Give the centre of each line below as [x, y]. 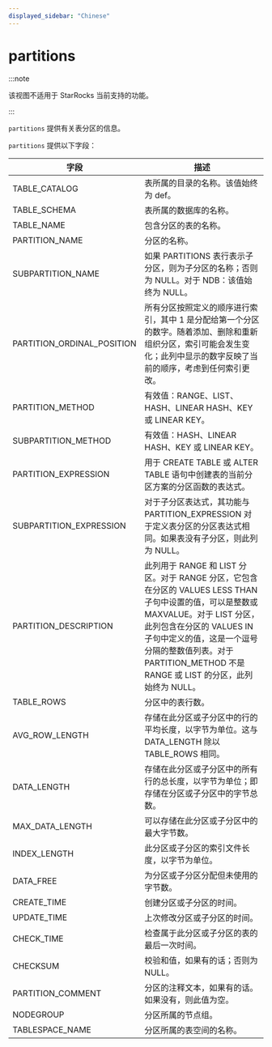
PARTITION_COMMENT [57, 993]
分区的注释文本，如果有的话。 [201, 987]
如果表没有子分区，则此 [205, 538]
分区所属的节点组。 [181, 1015]
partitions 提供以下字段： [53, 145]
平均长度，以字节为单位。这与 [201, 730]
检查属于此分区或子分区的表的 [201, 933]
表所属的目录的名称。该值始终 [201, 183]
